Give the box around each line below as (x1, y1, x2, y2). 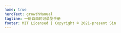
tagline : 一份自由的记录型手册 (4, 16, 61, 21)
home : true (4, 7, 27, 12)
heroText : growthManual (4, 12, 53, 16)
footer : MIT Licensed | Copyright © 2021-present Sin (4, 20, 117, 26)
